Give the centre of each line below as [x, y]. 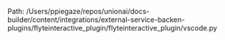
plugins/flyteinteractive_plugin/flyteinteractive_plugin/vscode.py [113, 28]
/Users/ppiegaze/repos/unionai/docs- [88, 11]
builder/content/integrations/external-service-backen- [96, 20]
